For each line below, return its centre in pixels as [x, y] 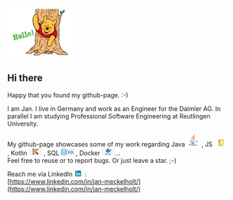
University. [23, 124]
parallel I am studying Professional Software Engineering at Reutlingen [109, 116]
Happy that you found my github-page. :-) [68, 95]
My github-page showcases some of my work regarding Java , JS [110, 144]
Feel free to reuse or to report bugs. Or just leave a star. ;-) [92, 160]
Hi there [25, 78]
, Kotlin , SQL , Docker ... [64, 153]
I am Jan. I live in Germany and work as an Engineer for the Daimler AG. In [114, 108]
